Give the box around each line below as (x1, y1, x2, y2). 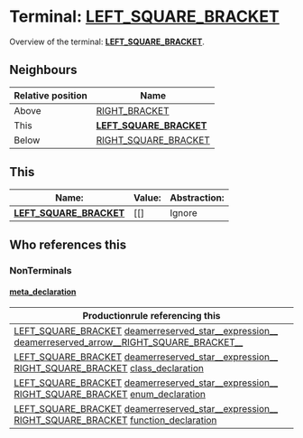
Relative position (14, 89, 87, 101)
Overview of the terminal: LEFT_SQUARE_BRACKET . (9, 36, 206, 47)
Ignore (170, 206, 197, 219)
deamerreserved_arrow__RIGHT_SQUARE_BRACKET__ (14, 336, 243, 349)
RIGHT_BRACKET (96, 104, 170, 116)
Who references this (9, 237, 127, 252)
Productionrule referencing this (82, 310, 221, 322)
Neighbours (9, 62, 78, 78)
